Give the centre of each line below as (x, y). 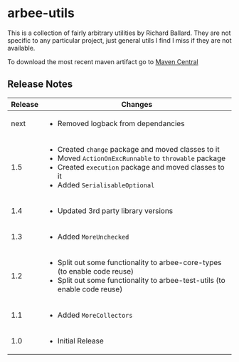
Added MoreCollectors (95, 315)
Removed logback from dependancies (121, 123)
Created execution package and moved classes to (141, 167)
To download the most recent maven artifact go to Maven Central (103, 61)
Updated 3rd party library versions (115, 210)
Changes (137, 104)
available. (21, 48)
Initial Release (81, 341)
